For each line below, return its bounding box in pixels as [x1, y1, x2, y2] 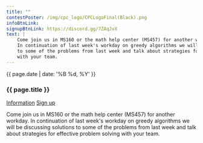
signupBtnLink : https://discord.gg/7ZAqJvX [6, 25, 118, 32]
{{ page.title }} [6, 85, 50, 94]
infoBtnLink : [6, 20, 39, 26]
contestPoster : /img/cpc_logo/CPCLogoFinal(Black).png [6, 14, 147, 21]
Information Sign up [6, 99, 56, 106]
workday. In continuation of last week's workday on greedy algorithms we [6, 117, 190, 124]
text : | [6, 31, 26, 37]
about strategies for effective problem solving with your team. [6, 130, 160, 137]
